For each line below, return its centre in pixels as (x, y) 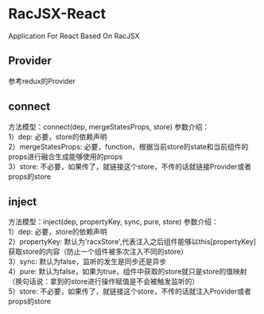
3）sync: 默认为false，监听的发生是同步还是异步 (87, 262)
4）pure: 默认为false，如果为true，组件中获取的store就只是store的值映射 (128, 272)
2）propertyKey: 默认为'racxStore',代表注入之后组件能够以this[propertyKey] (132, 242)
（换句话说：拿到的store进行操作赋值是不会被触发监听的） (104, 281)
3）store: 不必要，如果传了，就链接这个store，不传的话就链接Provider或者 (130, 166)
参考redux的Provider (42, 81)
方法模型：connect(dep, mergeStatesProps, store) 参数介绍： (109, 126)
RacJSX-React (57, 14)
